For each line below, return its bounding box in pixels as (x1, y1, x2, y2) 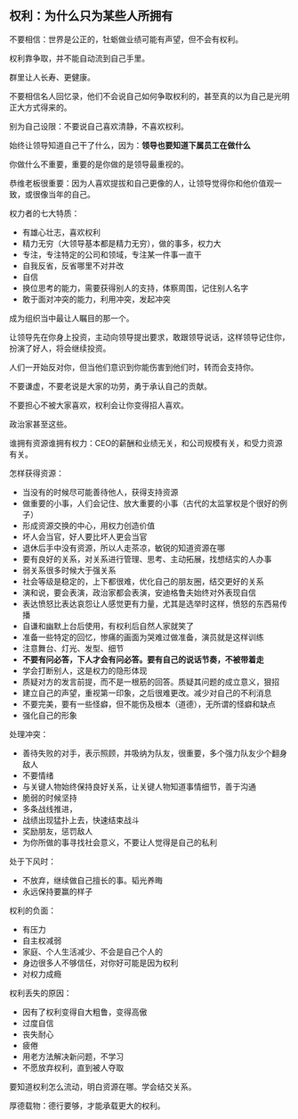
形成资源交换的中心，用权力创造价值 (21, 520, 156, 531)
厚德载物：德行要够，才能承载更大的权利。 (9, 1100, 165, 1111)
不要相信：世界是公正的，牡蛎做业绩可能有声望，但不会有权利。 (9, 34, 243, 45)
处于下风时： (9, 856, 56, 866)
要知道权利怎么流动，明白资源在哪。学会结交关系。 (9, 1081, 197, 1091)
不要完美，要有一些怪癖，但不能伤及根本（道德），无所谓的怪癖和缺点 (21, 699, 276, 709)
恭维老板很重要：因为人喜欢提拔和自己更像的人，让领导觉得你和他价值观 (9, 178, 274, 188)
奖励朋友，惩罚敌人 (21, 825, 93, 836)
